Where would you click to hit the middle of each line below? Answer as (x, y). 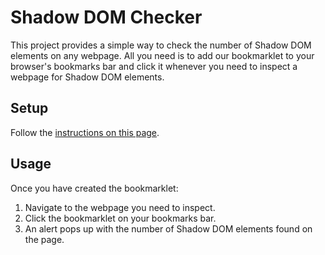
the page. (44, 239)
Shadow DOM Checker (106, 17)
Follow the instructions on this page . (85, 132)
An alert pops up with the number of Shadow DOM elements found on (168, 228)
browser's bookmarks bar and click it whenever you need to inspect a (154, 66)
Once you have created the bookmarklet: (94, 188)
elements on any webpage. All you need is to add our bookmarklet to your (162, 55)
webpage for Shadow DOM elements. (87, 77)
